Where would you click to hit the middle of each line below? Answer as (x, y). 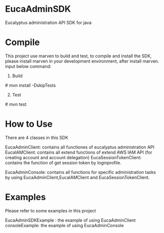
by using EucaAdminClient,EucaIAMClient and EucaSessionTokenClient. (78, 177)
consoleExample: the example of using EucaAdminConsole (64, 225)
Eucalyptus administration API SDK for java (48, 23)
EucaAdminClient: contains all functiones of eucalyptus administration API (80, 147)
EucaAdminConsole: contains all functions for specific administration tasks (81, 172)
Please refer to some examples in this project (51, 210)
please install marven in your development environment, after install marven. (82, 61)
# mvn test (16, 104)
